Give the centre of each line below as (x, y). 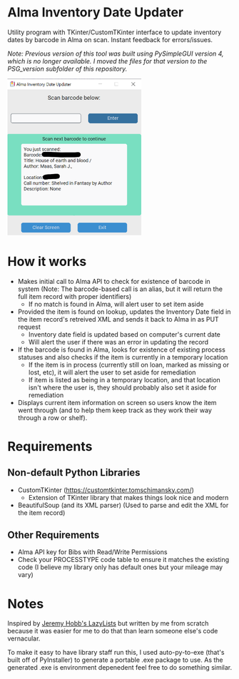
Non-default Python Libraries (74, 473)
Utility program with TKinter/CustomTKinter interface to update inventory (115, 32)
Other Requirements (54, 535)
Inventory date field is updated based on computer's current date (124, 334)
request (29, 327)
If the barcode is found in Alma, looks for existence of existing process (122, 349)
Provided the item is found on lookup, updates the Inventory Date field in (124, 312)
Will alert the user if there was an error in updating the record (118, 342)
